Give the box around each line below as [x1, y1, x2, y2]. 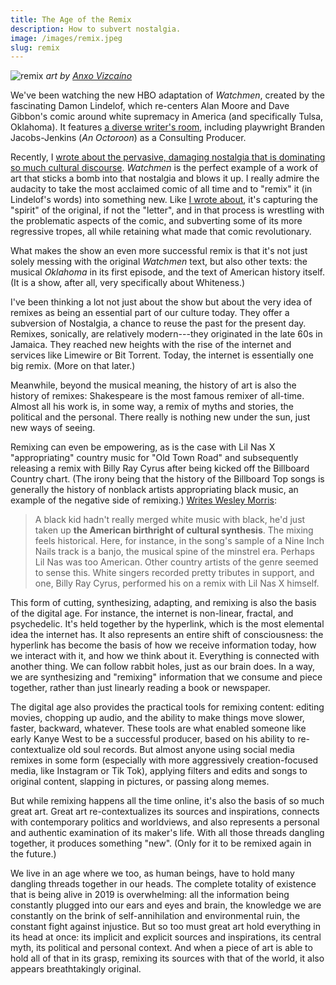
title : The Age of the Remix [10, 14, 132, 25]
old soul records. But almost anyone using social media [67, 744, 295, 756]
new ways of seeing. [10, 422, 96, 434]
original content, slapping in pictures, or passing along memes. [10, 776, 270, 788]
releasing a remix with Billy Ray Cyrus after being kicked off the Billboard [10, 462, 310, 475]
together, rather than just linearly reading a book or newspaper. [10, 682, 271, 694]
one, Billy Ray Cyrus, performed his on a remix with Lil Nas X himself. [34, 577, 320, 590]
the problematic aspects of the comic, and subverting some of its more [10, 215, 303, 227]
